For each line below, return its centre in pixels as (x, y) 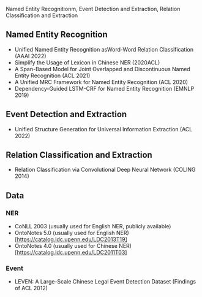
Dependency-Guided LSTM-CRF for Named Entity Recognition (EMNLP (104, 88)
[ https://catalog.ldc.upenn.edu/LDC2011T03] (71, 253)
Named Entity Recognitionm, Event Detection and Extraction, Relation (93, 9)
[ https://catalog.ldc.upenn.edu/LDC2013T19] (71, 239)
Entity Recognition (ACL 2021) (52, 75)
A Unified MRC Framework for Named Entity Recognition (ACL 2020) (101, 82)
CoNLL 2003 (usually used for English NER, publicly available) (93, 226)
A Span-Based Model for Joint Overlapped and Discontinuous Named (102, 69)
